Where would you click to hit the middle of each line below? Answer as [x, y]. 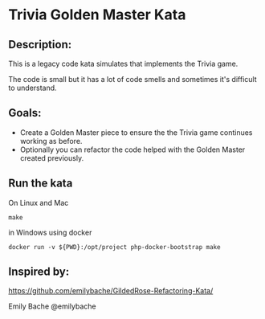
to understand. [33, 88]
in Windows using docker [50, 232]
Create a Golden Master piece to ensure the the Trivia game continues [136, 132]
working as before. [51, 141]
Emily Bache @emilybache [52, 306]
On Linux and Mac [39, 202]
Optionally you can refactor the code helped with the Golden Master [132, 149]
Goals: [25, 113]
